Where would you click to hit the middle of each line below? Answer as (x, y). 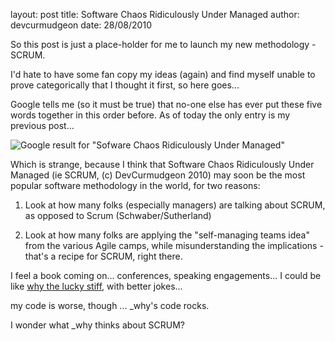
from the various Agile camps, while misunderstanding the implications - (174, 245)
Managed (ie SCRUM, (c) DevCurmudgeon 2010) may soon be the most (158, 175)
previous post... (42, 125)
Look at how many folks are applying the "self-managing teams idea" (167, 235)
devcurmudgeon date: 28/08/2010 (81, 25)
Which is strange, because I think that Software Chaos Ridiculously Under (162, 164)
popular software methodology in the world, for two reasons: (135, 185)
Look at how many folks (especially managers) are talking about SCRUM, (175, 205)
